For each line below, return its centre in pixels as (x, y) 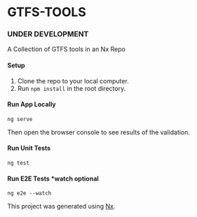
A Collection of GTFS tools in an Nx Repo (67, 49)
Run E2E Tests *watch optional (53, 178)
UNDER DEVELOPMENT (48, 34)
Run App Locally (32, 104)
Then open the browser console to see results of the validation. (99, 132)
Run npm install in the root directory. (72, 88)
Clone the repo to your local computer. (73, 80)
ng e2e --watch (29, 193)
